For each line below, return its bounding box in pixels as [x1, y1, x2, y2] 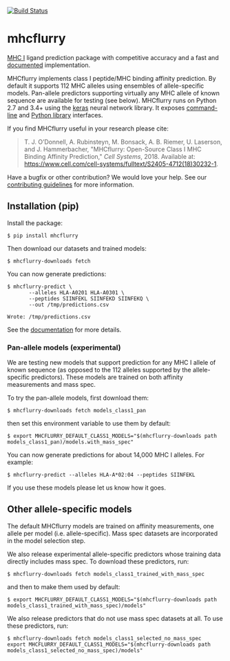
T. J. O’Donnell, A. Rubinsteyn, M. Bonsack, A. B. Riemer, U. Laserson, [23, 137, 222, 146]
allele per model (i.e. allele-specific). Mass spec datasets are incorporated [7, 529, 218, 537]
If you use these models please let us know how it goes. [7, 483, 167, 492]
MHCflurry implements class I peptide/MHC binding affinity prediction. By [7, 74, 216, 82]
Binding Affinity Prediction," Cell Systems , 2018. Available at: [23, 152, 196, 160]
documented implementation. [7, 61, 91, 69]
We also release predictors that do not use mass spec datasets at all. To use [7, 614, 223, 622]
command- [186, 104, 218, 112]
